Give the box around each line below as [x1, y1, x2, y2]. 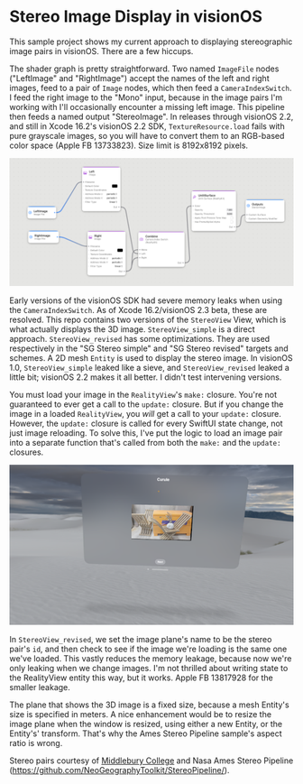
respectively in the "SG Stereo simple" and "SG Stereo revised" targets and [9, 343, 289, 354]
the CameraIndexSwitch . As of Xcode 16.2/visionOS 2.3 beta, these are [9, 305, 268, 316]
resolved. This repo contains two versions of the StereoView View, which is [9, 314, 287, 326]
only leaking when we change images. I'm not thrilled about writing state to [9, 662, 289, 673]
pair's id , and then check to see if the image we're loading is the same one [9, 643, 288, 654]
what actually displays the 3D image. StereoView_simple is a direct [9, 324, 255, 335]
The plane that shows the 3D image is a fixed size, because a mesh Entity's [9, 699, 290, 710]
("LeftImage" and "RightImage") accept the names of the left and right [9, 72, 270, 83]
